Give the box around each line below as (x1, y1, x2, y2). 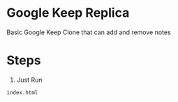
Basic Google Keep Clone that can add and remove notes (6, 28, 172, 36)
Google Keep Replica (6, 5, 130, 21)
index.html (6, 89, 38, 96)
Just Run (16, 75, 43, 84)
